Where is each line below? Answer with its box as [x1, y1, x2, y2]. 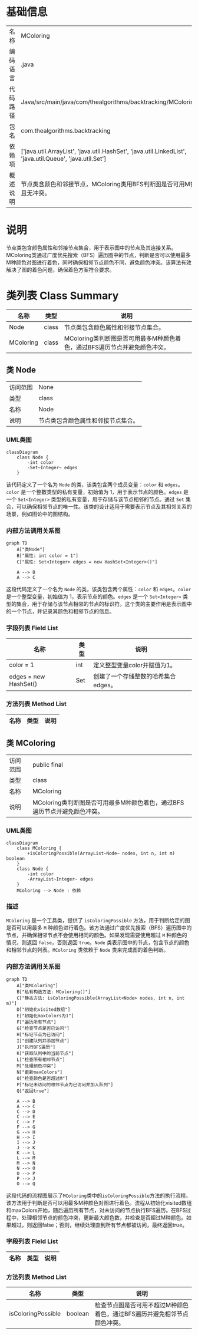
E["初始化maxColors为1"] [16, 1013, 74, 1018]
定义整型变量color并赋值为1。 [93, 661, 177, 669]
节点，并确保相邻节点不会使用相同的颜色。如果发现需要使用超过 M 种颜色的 [6, 932, 187, 939]
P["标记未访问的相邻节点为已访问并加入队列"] [16, 1082, 114, 1087]
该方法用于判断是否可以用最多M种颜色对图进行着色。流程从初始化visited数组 [6, 1199, 192, 1206]
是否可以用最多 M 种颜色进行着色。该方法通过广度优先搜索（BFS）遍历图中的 [6, 924, 192, 931]
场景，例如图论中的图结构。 [6, 510, 74, 517]
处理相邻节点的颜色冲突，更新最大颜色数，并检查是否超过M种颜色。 [21, 1214, 187, 1221]
